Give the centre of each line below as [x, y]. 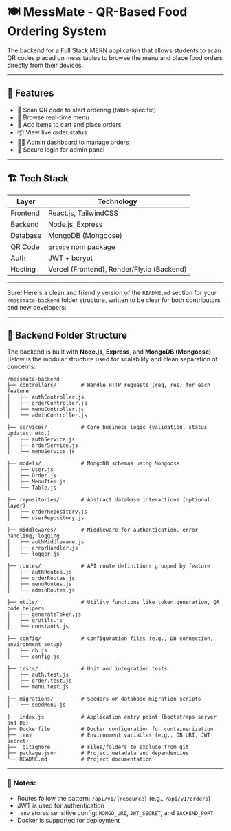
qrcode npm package [81, 246]
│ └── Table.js [32, 488]
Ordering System [57, 31]
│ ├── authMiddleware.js [46, 542]
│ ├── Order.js [32, 476]
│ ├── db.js [27, 651]
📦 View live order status [52, 132]
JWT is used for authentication [61, 805]
